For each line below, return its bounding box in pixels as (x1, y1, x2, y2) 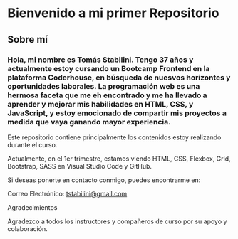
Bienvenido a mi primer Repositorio (7, 5, 219, 21)
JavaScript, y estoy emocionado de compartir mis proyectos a (7, 108, 227, 118)
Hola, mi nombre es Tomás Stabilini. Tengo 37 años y (7, 55, 194, 65)
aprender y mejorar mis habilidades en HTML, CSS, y (7, 99, 194, 109)
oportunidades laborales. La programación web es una (7, 81, 200, 91)
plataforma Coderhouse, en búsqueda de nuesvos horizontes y (7, 73, 231, 83)
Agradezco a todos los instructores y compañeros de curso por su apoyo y (7, 217, 227, 225)
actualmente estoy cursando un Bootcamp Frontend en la (7, 63, 210, 73)
